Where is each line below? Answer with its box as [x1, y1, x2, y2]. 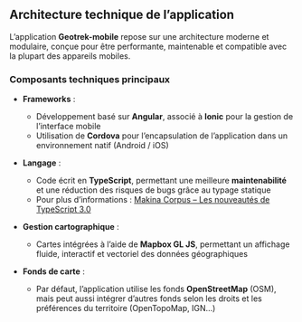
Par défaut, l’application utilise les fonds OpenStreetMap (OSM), [35, 284, 278, 295]
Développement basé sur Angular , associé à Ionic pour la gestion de [35, 111, 294, 122]
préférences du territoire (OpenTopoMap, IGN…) [35, 303, 216, 314]
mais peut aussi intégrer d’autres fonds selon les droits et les [35, 293, 262, 304]
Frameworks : [22, 94, 76, 105]
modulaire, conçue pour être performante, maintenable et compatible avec [9, 41, 288, 52]
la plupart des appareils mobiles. [9, 50, 131, 62]
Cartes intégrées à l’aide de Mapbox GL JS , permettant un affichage [35, 239, 290, 250]
